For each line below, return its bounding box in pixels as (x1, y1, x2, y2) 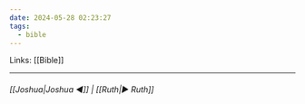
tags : (9, 22, 30, 31)
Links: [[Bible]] (9, 55, 64, 66)
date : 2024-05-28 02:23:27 (9, 13, 112, 23)
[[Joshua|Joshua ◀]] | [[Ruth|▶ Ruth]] (9, 83, 154, 95)
